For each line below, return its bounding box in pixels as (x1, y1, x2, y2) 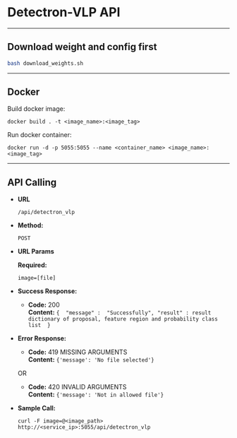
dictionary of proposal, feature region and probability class (28, 316, 219, 323)
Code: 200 (28, 301, 60, 309)
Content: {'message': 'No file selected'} (28, 355, 154, 364)
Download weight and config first (7, 41, 157, 53)
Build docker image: (7, 105, 66, 113)
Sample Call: (17, 404, 56, 413)
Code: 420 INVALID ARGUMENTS (28, 383, 127, 391)
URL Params (17, 247, 54, 256)
